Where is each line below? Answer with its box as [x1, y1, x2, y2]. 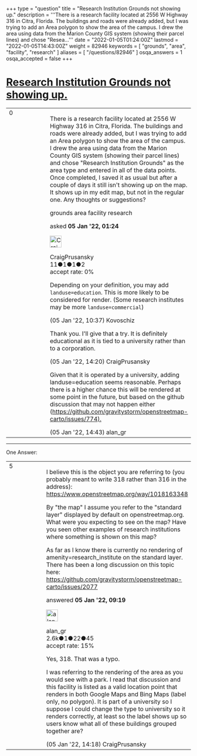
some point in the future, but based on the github [49, 393, 185, 401]
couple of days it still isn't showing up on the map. [49, 181, 188, 189]
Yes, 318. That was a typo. [46, 655, 120, 663]
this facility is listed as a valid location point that [46, 682, 178, 691]
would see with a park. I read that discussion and [46, 675, 181, 684]
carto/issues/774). [49, 415, 101, 423]
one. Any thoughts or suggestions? [49, 195, 146, 204]
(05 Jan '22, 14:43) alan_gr [49, 428, 127, 436]
